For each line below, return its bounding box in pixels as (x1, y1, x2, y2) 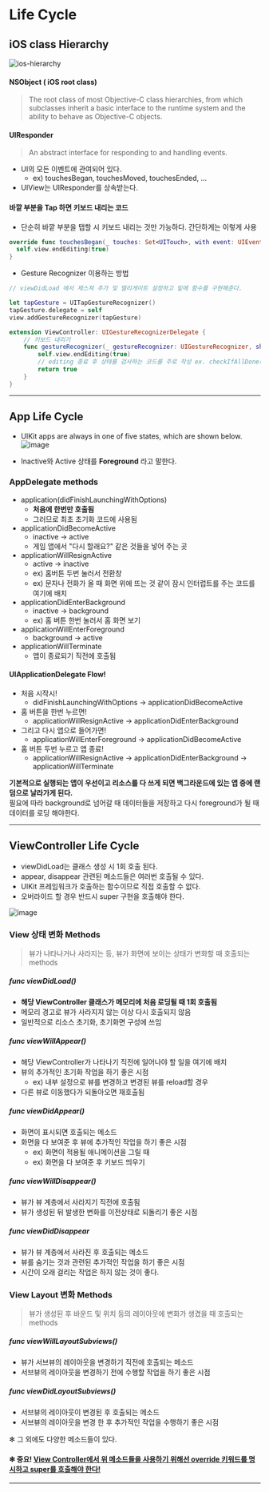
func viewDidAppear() (9, 1106, 85, 1116)
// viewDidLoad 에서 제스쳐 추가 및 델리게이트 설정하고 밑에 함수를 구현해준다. (9, 284, 243, 293)
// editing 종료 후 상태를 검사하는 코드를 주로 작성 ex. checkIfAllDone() (38, 358, 267, 366)
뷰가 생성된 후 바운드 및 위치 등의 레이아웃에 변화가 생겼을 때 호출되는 (28, 1309, 244, 1318)
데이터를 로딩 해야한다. (9, 808, 80, 818)
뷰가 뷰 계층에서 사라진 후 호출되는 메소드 (20, 1247, 149, 1257)
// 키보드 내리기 (23, 335, 71, 343)
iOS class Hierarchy (9, 38, 109, 51)
